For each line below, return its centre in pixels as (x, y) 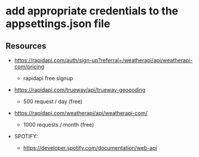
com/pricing (29, 67)
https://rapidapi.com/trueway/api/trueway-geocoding (80, 90)
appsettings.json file (58, 24)
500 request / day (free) (53, 101)
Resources (26, 46)
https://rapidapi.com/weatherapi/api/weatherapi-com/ (81, 113)
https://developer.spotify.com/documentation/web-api (90, 148)
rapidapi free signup (48, 78)
